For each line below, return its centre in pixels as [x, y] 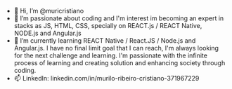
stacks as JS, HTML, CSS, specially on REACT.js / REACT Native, [108, 26]
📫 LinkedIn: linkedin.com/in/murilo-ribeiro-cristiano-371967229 [107, 78]
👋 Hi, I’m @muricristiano [49, 11]
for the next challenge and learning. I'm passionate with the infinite [110, 55]
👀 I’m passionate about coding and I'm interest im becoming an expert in [119, 18]
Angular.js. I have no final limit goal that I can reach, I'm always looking [116, 48]
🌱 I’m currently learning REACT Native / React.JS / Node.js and [105, 41]
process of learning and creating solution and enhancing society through [120, 63]
